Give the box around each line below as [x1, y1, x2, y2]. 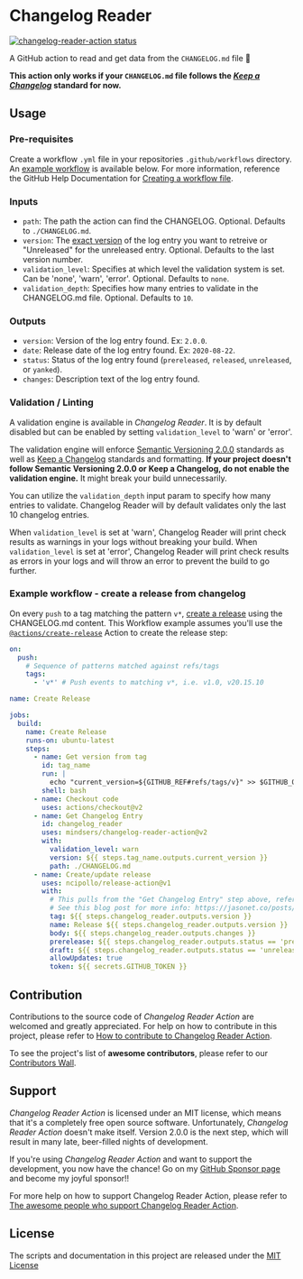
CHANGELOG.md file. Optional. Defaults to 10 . [22, 292, 194, 303]
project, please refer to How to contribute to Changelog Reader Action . [9, 1030, 272, 1041]
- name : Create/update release [32, 870, 151, 879]
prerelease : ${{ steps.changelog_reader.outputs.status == [49, 937, 277, 946]
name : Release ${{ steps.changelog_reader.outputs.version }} [49, 920, 289, 929]
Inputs [9, 195, 39, 207]
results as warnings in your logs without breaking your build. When [9, 536, 258, 547]
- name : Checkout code [32, 795, 119, 804]
